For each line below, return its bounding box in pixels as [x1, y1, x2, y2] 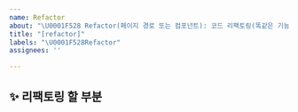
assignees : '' [9, 46, 62, 55]
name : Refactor [9, 12, 66, 22]
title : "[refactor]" [9, 29, 86, 38]
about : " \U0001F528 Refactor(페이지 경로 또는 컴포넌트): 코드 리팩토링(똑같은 [9, 21, 274, 30]
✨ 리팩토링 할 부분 [9, 89, 103, 104]
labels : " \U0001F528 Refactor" [9, 37, 122, 47]
